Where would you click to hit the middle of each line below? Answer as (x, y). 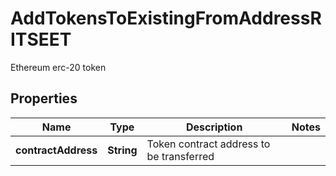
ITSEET (41, 39)
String (122, 150)
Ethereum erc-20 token (58, 67)
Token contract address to (208, 144)
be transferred (180, 156)
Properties (44, 98)
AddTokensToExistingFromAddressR (166, 18)
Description (214, 127)
